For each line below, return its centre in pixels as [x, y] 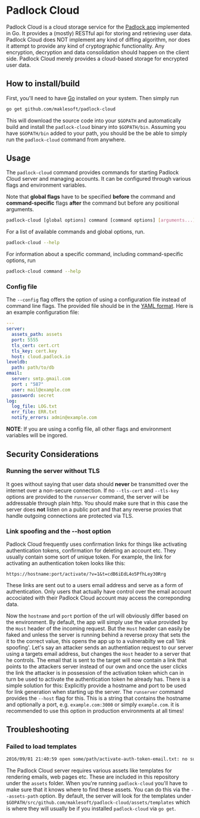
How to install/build [43, 84]
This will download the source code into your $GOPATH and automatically [94, 121]
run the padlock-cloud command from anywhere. [66, 139]
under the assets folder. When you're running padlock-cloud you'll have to [97, 783]
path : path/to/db [33, 368]
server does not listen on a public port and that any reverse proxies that [94, 509]
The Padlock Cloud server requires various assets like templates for [89, 770]
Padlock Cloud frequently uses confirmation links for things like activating [97, 544]
